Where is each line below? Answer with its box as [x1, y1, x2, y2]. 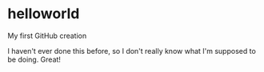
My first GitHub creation [7, 31, 87, 40]
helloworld [7, 5, 80, 23]
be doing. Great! [7, 55, 62, 64]
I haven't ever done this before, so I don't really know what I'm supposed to [7, 46, 257, 55]
